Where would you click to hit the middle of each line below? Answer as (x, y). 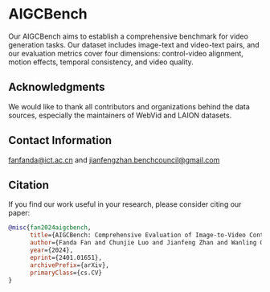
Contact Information (60, 140)
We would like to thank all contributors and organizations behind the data (129, 106)
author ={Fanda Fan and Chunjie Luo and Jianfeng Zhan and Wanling (143, 243)
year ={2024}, (51, 250)
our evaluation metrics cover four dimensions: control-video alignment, (126, 53)
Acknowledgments (57, 87)
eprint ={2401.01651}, (66, 257)
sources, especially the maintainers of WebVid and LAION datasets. (120, 115)
